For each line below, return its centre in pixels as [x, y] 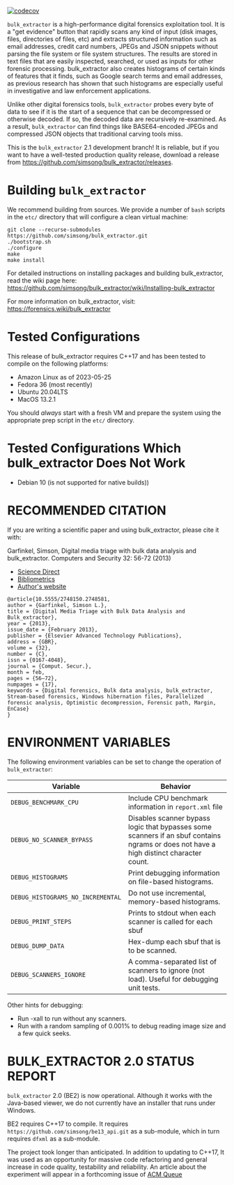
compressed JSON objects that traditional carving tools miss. [95, 134]
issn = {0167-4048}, [37, 660]
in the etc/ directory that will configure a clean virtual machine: [98, 217]
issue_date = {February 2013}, [53, 629]
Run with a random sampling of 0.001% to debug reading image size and [122, 1026]
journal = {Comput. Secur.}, [49, 666]
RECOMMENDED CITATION [87, 510]
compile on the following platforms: [58, 363]
